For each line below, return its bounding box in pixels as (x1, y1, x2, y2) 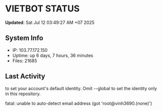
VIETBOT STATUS (5, 3, 80, 14)
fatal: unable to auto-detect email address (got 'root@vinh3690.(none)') (5, 100, 153, 106)
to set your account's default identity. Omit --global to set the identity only (5, 85, 158, 91)
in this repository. (5, 91, 41, 97)
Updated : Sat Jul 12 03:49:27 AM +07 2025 (5, 19, 95, 25)
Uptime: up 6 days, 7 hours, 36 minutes (12, 52, 93, 58)
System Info (5, 34, 44, 42)
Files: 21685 (12, 58, 37, 64)
